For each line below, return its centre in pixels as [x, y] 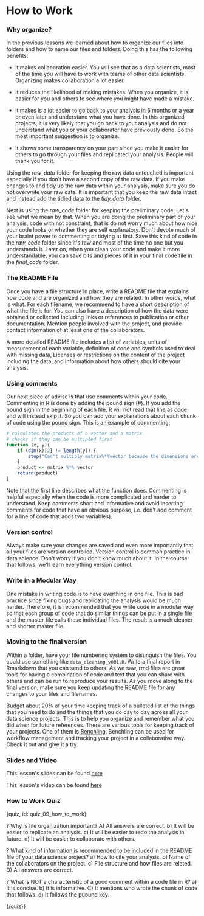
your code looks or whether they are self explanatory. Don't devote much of [101, 230]
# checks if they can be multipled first [59, 439]
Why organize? [29, 30]
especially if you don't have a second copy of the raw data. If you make [96, 179]
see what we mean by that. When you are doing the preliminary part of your [101, 217]
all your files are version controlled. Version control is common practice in [98, 552]
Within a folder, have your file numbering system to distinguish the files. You [101, 655]
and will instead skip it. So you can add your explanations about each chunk [101, 416]
